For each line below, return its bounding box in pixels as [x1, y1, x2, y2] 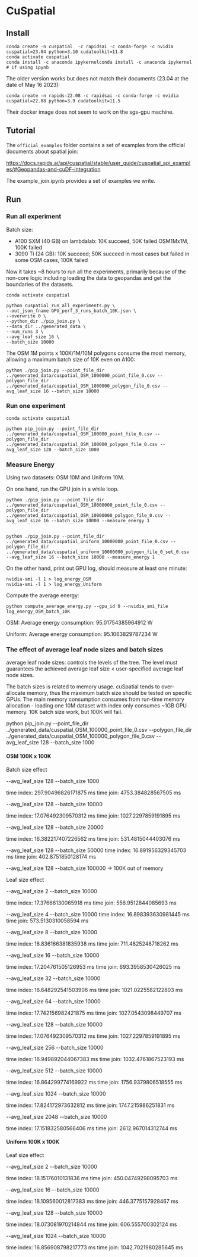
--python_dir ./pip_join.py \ [6, 318, 81, 324]
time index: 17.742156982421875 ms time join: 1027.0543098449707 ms [6, 1009, 182, 1016]
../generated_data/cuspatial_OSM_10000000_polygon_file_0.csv [6, 513, 163, 519]
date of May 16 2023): [6, 82, 60, 88]
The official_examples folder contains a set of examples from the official [6, 141, 186, 148]
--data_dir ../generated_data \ [6, 323, 86, 329]
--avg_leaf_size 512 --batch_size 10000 [6, 1067, 103, 1074]
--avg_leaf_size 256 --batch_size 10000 [6, 1044, 104, 1051]
